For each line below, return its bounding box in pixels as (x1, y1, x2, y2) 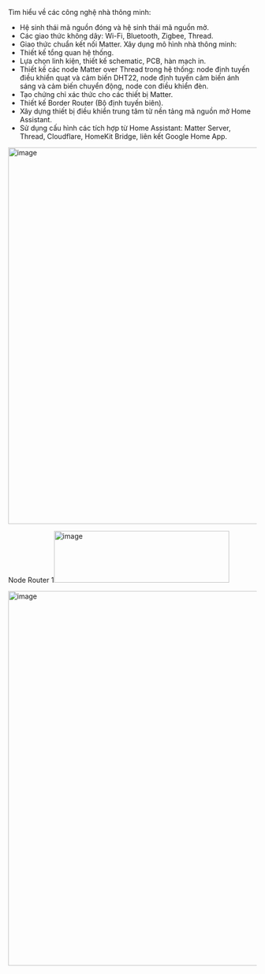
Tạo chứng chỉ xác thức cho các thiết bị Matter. (19, 90, 174, 99)
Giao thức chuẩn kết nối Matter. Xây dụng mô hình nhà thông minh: (19, 39, 237, 49)
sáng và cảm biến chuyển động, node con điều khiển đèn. (19, 81, 209, 91)
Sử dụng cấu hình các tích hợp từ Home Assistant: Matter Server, (19, 123, 231, 132)
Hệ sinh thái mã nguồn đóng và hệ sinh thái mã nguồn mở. (19, 23, 209, 32)
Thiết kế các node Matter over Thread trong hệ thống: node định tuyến (19, 65, 250, 74)
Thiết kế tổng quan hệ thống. (19, 48, 114, 57)
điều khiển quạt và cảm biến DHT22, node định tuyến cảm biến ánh (19, 73, 240, 82)
